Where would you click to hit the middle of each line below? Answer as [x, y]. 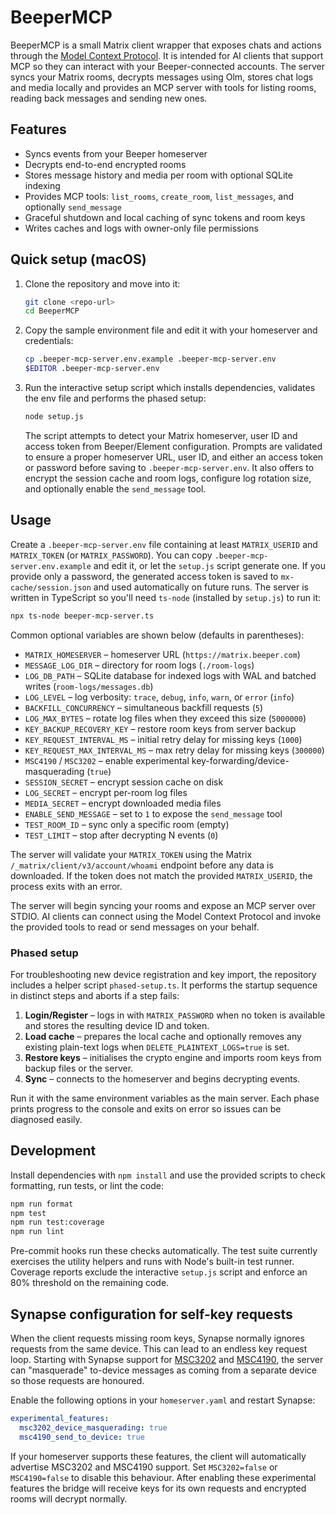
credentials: [49, 341]
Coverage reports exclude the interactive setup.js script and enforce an [159, 1272]
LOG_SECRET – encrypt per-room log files [106, 792]
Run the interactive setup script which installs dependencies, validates [170, 388]
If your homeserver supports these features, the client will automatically [158, 1456]
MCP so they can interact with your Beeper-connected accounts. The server [167, 66]
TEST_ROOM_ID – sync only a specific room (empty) [127, 824]
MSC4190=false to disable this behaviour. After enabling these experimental [163, 1477]
